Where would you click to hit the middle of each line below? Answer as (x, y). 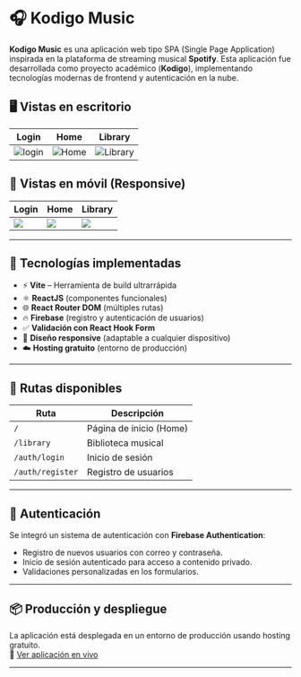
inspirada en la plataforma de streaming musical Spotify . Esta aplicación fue (150, 58)
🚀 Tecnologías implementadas (95, 263)
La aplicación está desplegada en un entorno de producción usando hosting (150, 635)
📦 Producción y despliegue (88, 609)
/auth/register (46, 472)
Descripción (137, 413)
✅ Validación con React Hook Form (88, 328)
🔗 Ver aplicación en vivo (54, 654)
